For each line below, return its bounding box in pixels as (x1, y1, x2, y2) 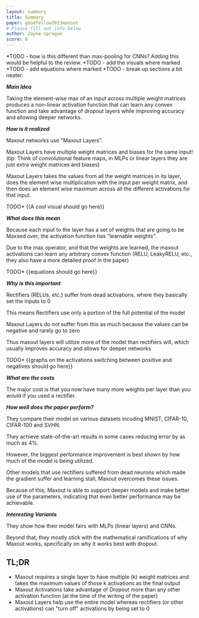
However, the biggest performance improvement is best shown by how (6, 451, 181, 458)
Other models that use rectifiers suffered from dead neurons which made (6, 469, 186, 476)
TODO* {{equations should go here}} (6, 269, 98, 275)
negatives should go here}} (6, 363, 73, 370)
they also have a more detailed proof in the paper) (6, 257, 129, 264)
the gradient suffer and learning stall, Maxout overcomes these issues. (6, 475, 179, 482)
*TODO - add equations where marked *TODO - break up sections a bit (6, 65, 183, 72)
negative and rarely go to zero (6, 327, 80, 334)
